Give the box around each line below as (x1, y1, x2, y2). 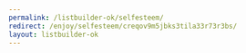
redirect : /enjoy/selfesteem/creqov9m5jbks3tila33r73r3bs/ (8, 22, 238, 31)
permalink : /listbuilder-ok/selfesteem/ (8, 13, 165, 22)
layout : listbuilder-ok (8, 30, 99, 39)
